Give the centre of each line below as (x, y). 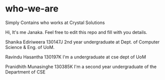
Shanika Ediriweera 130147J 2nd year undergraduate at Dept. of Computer (82, 42)
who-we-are (32, 9)
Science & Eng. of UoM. (30, 47)
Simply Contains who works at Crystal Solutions (55, 22)
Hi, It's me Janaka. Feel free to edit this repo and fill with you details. (76, 32)
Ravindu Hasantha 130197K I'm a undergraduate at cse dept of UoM (76, 57)
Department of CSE (25, 72)
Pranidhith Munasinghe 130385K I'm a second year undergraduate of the (81, 66)
